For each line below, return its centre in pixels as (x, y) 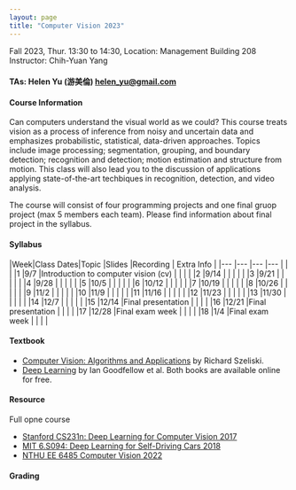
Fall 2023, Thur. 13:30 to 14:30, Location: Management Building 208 (133, 51)
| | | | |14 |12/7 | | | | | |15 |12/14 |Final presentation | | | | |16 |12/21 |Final (138, 301)
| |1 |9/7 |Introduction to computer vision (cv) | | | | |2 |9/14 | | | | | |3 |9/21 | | (147, 273)
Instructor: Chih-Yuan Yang (58, 60)
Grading (24, 476)
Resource (27, 400)
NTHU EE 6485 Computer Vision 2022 (92, 455)
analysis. (25, 188)
